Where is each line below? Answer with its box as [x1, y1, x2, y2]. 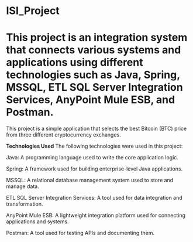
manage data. [6, 183, 39, 190]
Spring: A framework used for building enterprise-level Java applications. [6, 165, 183, 172]
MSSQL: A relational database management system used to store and [6, 177, 174, 184]
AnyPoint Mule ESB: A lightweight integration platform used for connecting [6, 212, 186, 219]
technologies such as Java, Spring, [6, 69, 180, 81]
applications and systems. [6, 218, 69, 225]
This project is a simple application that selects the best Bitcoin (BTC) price [6, 125, 187, 132]
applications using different [6, 56, 143, 69]
